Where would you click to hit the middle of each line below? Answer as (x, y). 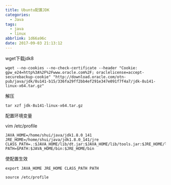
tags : (11, 24)
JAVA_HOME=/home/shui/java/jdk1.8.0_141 (49, 135)
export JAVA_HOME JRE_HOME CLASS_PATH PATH (52, 168)
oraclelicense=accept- (120, 72)
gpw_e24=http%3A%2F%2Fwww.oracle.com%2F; (50, 72)
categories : (18, 15)
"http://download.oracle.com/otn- (90, 77)
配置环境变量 (19, 116)
